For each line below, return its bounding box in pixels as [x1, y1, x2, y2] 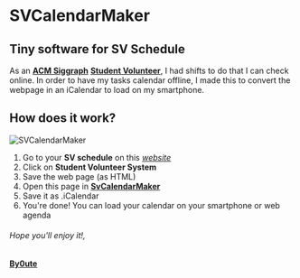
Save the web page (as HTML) [22, 171, 136, 181]
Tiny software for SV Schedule [9, 42, 185, 57]
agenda [22, 209, 52, 220]
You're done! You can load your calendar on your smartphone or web [22, 199, 280, 210]
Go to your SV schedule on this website [22, 152, 172, 162]
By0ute [9, 258, 38, 269]
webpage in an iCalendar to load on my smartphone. [9, 85, 205, 95]
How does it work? [9, 110, 117, 126]
